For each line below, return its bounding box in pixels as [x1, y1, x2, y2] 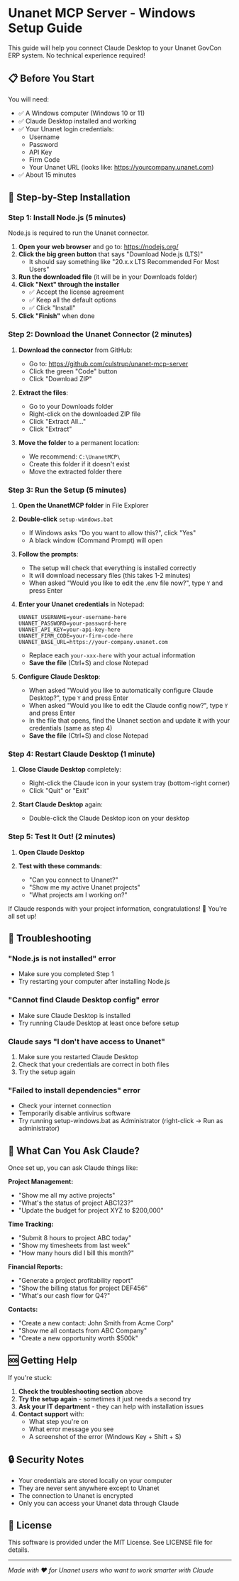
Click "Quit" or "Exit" [28, 787, 89, 795]
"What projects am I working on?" [28, 890, 128, 899]
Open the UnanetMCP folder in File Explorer [18, 501, 149, 510]
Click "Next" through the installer [18, 280, 120, 289]
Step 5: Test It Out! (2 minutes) [8, 832, 116, 842]
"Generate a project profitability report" [18, 1276, 134, 1285]
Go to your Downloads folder [28, 402, 113, 410]
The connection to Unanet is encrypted [18, 1491, 133, 1499]
